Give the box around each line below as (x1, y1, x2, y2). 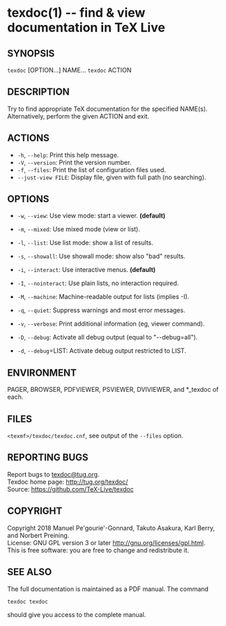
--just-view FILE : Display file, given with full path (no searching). (17, 173, 206, 181)
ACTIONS (7, 132, 50, 144)
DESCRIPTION (7, 86, 70, 98)
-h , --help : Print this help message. (17, 151, 119, 159)
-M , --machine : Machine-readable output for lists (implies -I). (17, 293, 190, 301)
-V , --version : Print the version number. (17, 158, 132, 167)
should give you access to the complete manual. (7, 610, 146, 618)
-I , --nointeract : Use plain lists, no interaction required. (17, 279, 179, 287)
